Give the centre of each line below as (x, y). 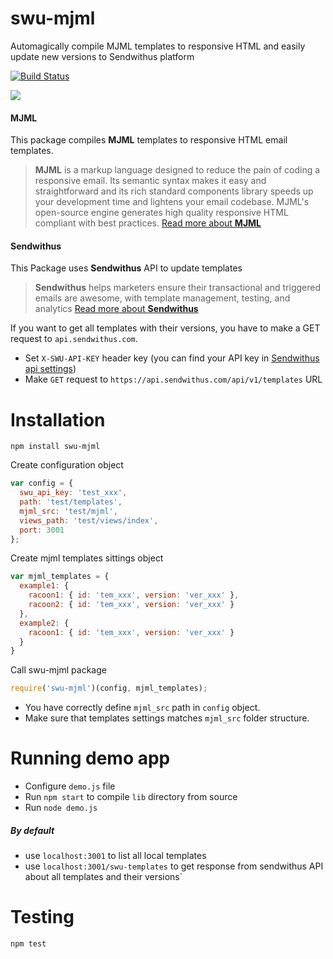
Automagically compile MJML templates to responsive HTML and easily (158, 46)
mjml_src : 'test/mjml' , (68, 511)
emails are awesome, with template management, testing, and (162, 298)
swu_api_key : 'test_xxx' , (73, 493)
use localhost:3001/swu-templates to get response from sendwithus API (174, 866)
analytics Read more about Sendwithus (116, 309)
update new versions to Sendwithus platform (102, 56)
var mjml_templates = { (60, 577)
